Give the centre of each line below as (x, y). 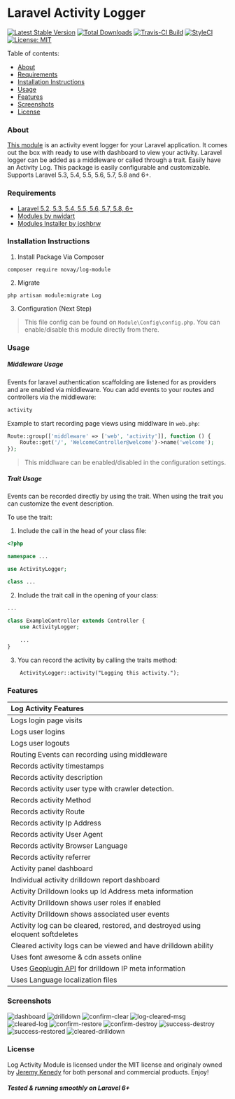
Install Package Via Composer (60, 257)
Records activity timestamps (57, 766)
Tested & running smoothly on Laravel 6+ (69, 1088)
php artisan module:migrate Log (54, 295)
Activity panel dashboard (52, 869)
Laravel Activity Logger (76, 13)
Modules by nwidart (46, 216)
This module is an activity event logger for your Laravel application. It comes (117, 145)
